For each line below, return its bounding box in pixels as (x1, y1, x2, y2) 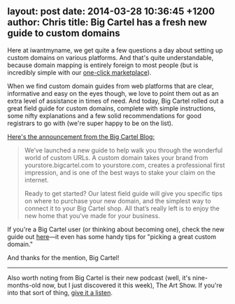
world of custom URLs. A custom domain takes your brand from (24, 153, 208, 161)
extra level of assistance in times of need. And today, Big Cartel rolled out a (7, 96, 224, 105)
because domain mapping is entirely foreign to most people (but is (7, 61, 199, 69)
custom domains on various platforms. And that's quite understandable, (7, 53, 214, 61)
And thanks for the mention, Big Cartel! (7, 253, 120, 261)
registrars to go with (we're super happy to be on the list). (7, 119, 173, 127)
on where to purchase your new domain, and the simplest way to (24, 196, 211, 205)
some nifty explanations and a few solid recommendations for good (7, 111, 201, 120)
